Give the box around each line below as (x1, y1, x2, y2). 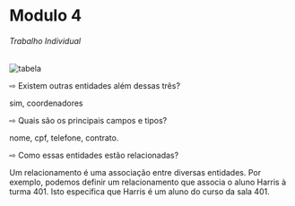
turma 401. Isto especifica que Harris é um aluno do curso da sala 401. (9, 186, 271, 197)
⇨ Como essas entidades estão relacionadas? (9, 150, 179, 161)
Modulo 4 (9, 5, 82, 26)
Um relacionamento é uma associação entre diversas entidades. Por (9, 167, 262, 178)
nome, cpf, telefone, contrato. (9, 133, 119, 143)
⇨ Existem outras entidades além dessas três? (9, 81, 181, 91)
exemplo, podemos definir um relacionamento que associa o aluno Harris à (9, 176, 287, 188)
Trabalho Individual (9, 35, 82, 46)
